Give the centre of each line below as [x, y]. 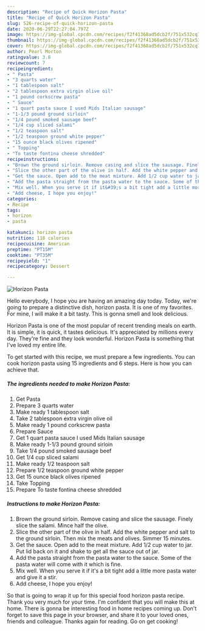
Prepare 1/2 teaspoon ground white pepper [70, 470]
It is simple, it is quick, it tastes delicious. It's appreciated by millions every [100, 332]
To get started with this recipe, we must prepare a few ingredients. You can [101, 357]
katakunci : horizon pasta [40, 233]
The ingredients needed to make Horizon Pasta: [68, 384]
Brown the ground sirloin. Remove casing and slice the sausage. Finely [104, 519]
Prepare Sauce [34, 432]
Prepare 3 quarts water [45, 406]
